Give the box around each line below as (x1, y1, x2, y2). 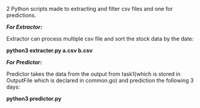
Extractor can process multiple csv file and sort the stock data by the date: (6, 35, 194, 42)
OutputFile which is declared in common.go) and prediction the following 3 (6, 77, 194, 84)
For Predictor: (6, 59, 42, 66)
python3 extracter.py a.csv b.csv (6, 47, 93, 54)
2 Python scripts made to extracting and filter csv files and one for (6, 5, 173, 12)
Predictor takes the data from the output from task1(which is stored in (6, 70, 181, 78)
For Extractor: (6, 24, 43, 30)
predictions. (6, 12, 37, 19)
